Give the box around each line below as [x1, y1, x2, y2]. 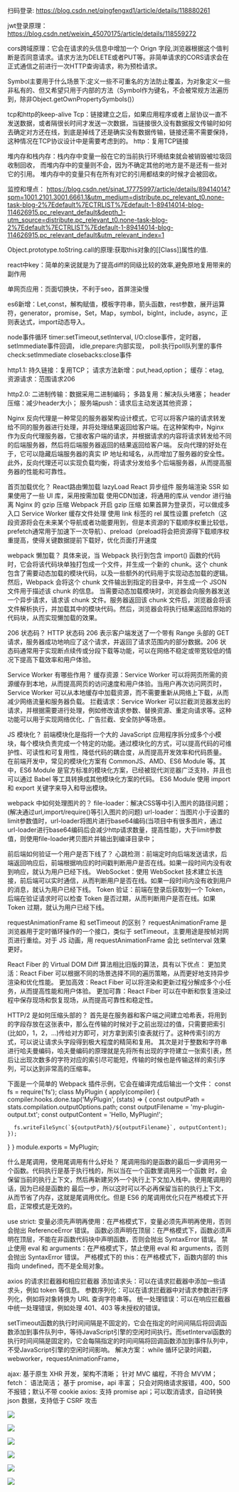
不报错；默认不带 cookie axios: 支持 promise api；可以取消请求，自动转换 [7, 1387, 223, 1396]
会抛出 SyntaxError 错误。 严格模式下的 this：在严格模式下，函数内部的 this [7, 1253, 228, 1261]
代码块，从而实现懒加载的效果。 [7, 614, 101, 622]
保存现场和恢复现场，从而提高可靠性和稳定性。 [19, 996, 157, 1004]
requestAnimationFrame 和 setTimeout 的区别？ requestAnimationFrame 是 [7, 918, 227, 927]
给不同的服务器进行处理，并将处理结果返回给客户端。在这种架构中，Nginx [7, 423, 224, 431]
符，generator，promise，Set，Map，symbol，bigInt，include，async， [7, 309, 222, 317]
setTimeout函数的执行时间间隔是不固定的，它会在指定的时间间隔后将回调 [7, 1319, 221, 1327]
